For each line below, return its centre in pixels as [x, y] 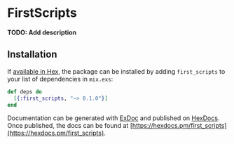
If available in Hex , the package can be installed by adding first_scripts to [116, 71]
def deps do [25, 92]
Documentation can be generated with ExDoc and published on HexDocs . [113, 118]
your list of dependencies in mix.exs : [60, 79]
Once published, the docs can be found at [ [70, 126]
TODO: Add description [42, 32]
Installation [32, 54]
